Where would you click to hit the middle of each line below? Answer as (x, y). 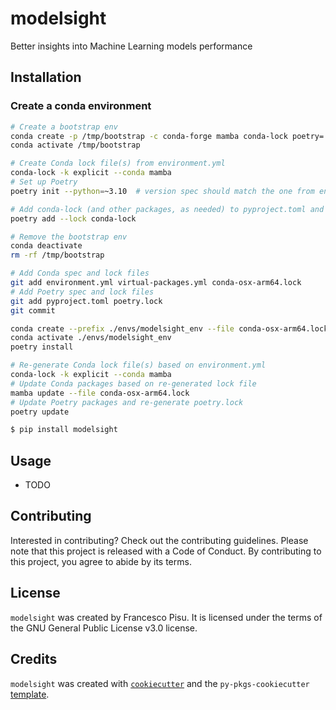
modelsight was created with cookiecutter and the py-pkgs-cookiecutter (160, 683)
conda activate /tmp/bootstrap (75, 145)
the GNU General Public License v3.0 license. (104, 628)
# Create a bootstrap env (64, 127)
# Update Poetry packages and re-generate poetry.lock (127, 402)
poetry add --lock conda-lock (73, 218)
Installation (46, 77)
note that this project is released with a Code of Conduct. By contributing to (166, 551)
